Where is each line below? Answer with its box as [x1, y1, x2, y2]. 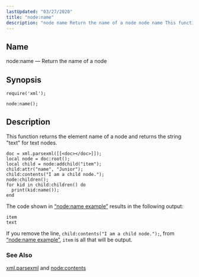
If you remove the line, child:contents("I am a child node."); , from [6, 229, 175, 237]
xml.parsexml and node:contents [6, 265, 86, 272]
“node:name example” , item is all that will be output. [6, 236, 133, 243]
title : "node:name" [6, 14, 54, 20]
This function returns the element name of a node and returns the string [6, 133, 182, 140]
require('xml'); [6, 90, 46, 96]
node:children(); [6, 177, 49, 182]
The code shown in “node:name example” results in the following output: [6, 203, 184, 210]
